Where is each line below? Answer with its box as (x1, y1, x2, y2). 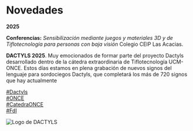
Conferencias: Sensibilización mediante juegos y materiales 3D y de (6, 34, 174, 41)
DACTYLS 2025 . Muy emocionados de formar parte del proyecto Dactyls (6, 52, 184, 59)
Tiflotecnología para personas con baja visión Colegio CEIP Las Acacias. (6, 41, 184, 48)
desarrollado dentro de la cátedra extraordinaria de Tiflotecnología (6, 58, 168, 65)
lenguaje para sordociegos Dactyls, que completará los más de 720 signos (6, 70, 188, 78)
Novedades (6, 4, 64, 17)
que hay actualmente (6, 77, 57, 84)
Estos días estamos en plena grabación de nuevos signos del (23, 64, 172, 71)
